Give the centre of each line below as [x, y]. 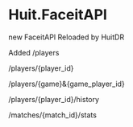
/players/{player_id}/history [54, 99]
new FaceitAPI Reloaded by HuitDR [66, 37]
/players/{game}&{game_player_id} [66, 84]
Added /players [34, 52]
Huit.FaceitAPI [58, 15]
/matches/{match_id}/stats [52, 115]
